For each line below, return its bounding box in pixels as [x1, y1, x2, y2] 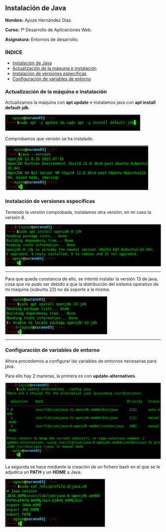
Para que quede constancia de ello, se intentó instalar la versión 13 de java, [5, 276, 158, 282]
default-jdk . [5, 105, 30, 111]
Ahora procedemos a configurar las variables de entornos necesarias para [5, 358, 157, 364]
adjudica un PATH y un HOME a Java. [5, 469, 82, 475]
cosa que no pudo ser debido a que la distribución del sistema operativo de [5, 281, 159, 287]
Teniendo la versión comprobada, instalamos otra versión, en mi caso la [5, 209, 152, 215]
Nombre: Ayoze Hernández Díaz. [5, 17, 73, 23]
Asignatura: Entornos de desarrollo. [5, 36, 79, 42]
